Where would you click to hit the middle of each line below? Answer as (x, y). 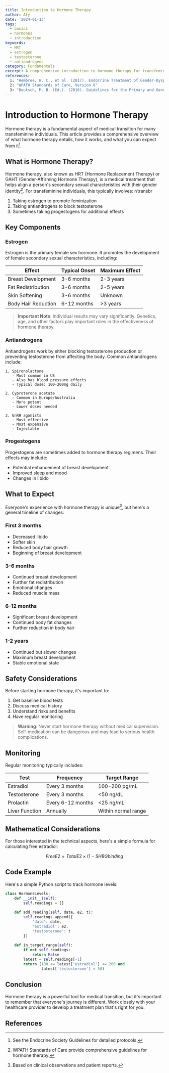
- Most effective (30, 420)
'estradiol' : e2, (50, 926)
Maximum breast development (44, 657)
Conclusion (24, 985)
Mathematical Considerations (53, 829)
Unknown (112, 295)
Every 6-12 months (70, 803)
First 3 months (23, 525)
